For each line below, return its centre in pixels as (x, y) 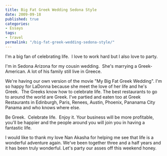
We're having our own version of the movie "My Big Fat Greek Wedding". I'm (83, 81)
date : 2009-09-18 (23, 14)
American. (16, 71)
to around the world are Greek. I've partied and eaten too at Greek (73, 97)
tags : (11, 33)
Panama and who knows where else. (43, 107)
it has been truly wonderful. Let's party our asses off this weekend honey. (81, 148)
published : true (22, 19)
